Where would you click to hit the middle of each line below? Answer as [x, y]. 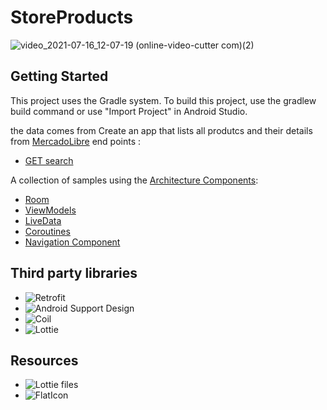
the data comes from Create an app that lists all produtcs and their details [161, 130]
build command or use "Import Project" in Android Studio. [129, 111]
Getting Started [59, 76]
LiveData [43, 220]
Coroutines [47, 231]
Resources [44, 360]
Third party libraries [74, 273]
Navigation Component [72, 242]
